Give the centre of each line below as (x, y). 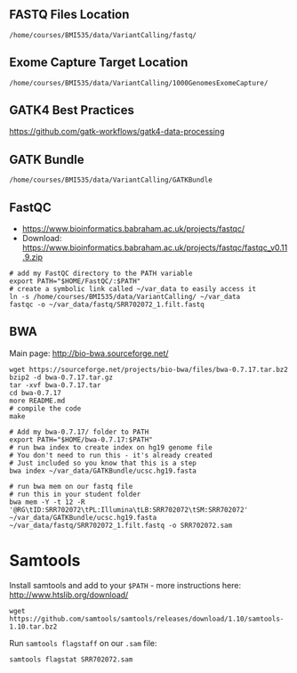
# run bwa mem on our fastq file (71, 486)
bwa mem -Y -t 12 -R (48, 502)
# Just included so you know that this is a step (103, 463)
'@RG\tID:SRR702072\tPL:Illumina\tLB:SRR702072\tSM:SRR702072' (129, 510)
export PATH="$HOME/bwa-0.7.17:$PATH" (81, 440)
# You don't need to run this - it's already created (111, 455)
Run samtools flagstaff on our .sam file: (83, 643)
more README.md (37, 401)
